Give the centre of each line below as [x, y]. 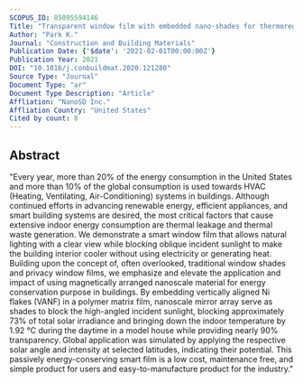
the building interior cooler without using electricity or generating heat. [141, 253]
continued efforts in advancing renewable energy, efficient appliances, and [149, 205]
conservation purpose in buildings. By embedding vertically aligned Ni [140, 292]
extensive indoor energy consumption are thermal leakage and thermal [141, 224]
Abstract [35, 155]
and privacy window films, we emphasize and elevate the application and [145, 273]
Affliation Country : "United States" [80, 110]
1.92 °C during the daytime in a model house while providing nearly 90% [144, 330]
